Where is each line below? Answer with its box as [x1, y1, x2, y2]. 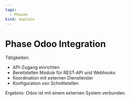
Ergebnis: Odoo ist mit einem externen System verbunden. [5, 90, 126, 96]
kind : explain [5, 16, 35, 21]
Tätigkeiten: [5, 54, 30, 60]
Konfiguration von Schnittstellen [12, 80, 79, 86]
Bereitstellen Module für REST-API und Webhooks [12, 69, 115, 75]
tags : [5, 7, 17, 12]
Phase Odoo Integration [5, 38, 106, 49]
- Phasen [10, 12, 28, 17]
